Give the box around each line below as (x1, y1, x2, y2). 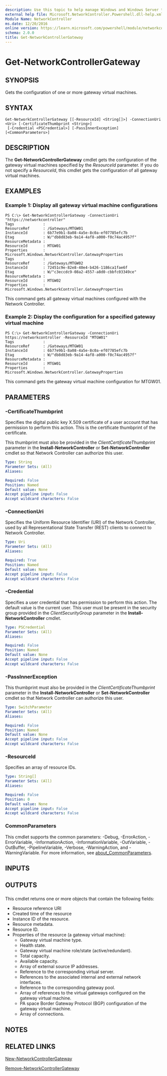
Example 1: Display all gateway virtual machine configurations (5, 202, 158, 209)
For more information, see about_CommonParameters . (41, 849, 153, 855)
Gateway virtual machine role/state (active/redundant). (19, 948, 132, 954)
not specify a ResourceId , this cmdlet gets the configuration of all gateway (5, 167, 158, 173)
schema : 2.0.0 (5, 30, 35, 35)
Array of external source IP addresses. (19, 964, 99, 970)
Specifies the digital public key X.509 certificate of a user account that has (5, 419, 158, 425)
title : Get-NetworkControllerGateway (5, 35, 83, 40)
